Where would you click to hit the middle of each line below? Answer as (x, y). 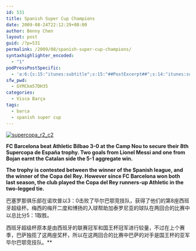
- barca (21, 111)
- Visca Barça (28, 99)
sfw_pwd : (17, 80)
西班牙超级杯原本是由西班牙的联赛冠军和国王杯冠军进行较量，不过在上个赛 (95, 228)
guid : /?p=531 (23, 43)
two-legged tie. (25, 188)
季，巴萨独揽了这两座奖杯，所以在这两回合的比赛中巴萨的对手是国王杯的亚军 (98, 235)
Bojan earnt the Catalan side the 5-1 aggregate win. (69, 159)
